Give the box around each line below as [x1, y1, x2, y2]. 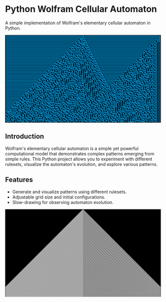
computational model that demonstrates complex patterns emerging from [5, 151, 155, 156]
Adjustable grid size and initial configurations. [12, 194, 106, 200]
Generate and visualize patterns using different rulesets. [12, 189, 127, 195]
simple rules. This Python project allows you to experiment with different [5, 156, 153, 162]
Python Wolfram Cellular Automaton [5, 3, 157, 15]
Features [5, 176, 33, 184]
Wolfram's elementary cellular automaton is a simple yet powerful [5, 145, 139, 151]
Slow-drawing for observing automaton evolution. [12, 199, 114, 205]
